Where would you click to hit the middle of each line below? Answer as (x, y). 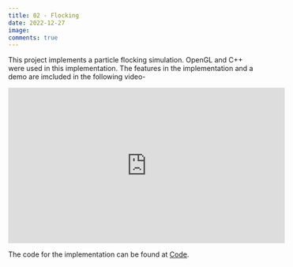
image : (19, 30)
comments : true (33, 38)
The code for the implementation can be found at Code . (99, 254)
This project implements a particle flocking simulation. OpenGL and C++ (126, 60)
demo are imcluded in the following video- (77, 77)
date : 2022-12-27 (37, 23)
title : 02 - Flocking (44, 15)
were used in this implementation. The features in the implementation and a (131, 69)
